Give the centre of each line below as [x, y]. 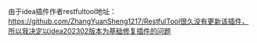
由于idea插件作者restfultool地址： [62, 11]
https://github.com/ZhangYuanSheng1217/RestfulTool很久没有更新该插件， [128, 21]
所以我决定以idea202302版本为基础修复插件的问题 [90, 31]
